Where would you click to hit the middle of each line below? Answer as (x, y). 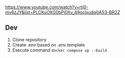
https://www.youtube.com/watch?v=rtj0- (47, 7)
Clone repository (29, 39)
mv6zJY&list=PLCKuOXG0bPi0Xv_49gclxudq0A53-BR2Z (62, 12)
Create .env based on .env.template (48, 45)
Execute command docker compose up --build (60, 50)
